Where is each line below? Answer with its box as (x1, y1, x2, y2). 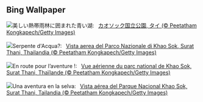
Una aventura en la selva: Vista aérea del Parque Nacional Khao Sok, (12, 82, 188, 90)
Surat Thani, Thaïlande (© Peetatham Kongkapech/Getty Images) (6, 69, 171, 76)
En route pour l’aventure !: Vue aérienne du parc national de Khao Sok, (12, 62, 192, 69)
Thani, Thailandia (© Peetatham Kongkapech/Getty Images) (6, 49, 157, 56)
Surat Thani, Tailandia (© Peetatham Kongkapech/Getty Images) (6, 89, 168, 96)
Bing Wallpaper (6, 5, 66, 15)
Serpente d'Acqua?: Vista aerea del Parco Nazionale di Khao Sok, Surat (12, 42, 194, 49)
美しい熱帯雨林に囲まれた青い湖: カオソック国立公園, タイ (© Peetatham (12, 21, 197, 29)
